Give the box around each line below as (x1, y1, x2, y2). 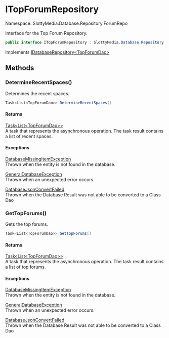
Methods (5, 64, 34, 72)
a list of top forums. (5, 264, 46, 270)
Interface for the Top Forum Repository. (5, 30, 88, 36)
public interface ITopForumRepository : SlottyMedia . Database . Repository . (5, 39, 166, 45)
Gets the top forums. (5, 221, 49, 227)
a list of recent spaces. (5, 133, 53, 139)
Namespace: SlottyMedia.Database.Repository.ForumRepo (5, 20, 128, 26)
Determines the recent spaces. (5, 90, 70, 97)
